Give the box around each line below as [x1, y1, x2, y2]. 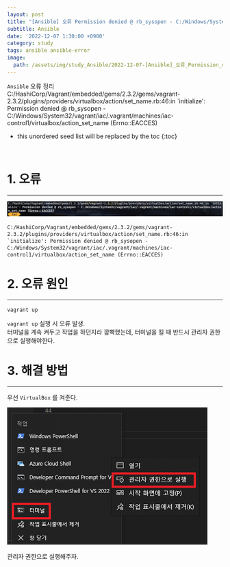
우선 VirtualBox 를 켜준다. [7, 393, 78, 401]
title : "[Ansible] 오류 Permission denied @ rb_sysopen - [7, 18, 173, 25]
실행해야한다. [19, 337, 55, 345]
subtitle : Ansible [7, 25, 60, 32]
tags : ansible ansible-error [7, 47, 90, 54]
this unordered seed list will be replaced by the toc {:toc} [16, 132, 178, 140]
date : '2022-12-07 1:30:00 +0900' [7, 33, 106, 40]
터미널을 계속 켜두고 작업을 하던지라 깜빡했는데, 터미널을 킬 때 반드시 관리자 [7, 328, 208, 337]
